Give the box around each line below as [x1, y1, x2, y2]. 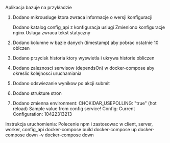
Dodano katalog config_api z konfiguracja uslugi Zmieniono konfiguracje [12, 24, 165, 30]
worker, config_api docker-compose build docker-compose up [5, 127, 137, 132]
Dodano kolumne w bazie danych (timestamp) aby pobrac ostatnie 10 [12, 39, 159, 46]
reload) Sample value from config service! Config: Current [12, 106, 135, 112]
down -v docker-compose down [26, 132, 94, 138]
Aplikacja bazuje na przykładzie [5, 5, 72, 10]
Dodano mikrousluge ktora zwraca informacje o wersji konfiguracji [12, 14, 153, 20]
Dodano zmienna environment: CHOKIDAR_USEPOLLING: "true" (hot [12, 100, 157, 106]
